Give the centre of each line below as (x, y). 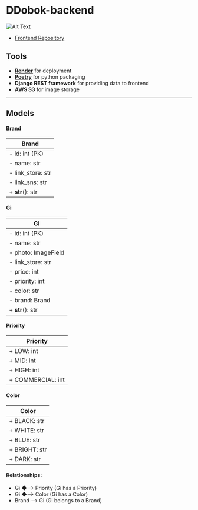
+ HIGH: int (24, 370)
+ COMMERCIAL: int (37, 379)
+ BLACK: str (27, 421)
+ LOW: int (24, 351)
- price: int (24, 271)
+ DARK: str (25, 459)
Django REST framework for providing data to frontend (82, 83)
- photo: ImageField (37, 252)
